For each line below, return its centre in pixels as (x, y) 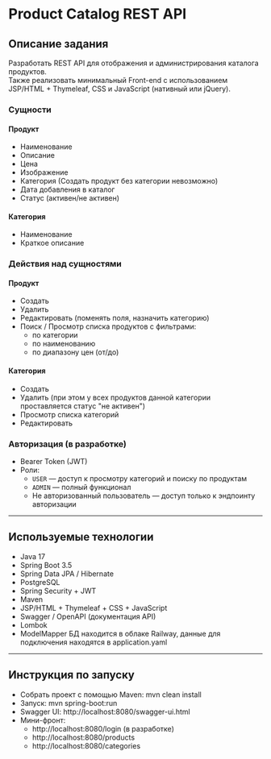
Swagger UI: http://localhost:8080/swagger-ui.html (105, 711)
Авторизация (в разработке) (67, 444)
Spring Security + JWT (58, 591)
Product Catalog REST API (98, 14)
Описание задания (58, 44)
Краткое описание (52, 243)
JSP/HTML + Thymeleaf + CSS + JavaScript (94, 608)
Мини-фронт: (43, 720)
